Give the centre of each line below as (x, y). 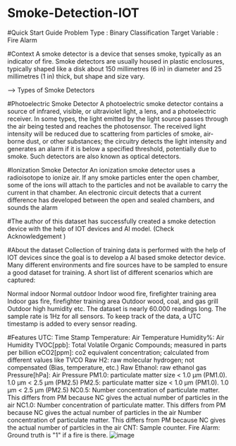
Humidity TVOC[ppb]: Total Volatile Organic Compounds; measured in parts (117, 345)
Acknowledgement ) (37, 236)
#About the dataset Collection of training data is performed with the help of (117, 250)
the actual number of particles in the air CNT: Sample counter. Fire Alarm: (114, 427)
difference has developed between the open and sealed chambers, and (111, 200)
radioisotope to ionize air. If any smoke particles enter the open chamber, (113, 177)
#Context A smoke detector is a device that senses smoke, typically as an (114, 54)
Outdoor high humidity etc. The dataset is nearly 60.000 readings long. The (117, 308)
